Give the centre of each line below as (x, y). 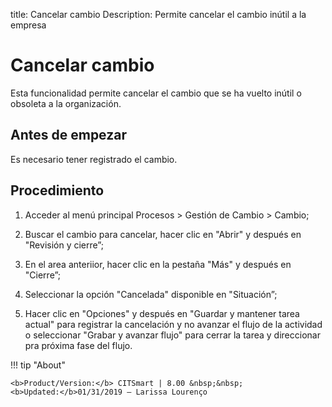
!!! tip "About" (38, 365)
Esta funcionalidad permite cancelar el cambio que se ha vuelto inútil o (156, 93)
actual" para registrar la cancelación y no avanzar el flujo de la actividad (173, 324)
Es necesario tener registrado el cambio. (94, 159)
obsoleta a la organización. (66, 103)
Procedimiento (57, 190)
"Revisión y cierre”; (64, 245)
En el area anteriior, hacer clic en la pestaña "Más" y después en (158, 264)
